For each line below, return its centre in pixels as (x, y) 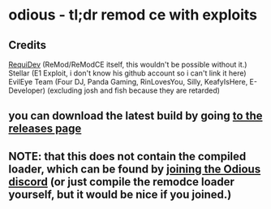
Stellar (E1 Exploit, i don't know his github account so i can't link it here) (127, 73)
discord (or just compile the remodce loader (122, 182)
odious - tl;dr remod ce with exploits (133, 15)
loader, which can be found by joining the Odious (135, 169)
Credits (28, 45)
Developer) (27, 90)
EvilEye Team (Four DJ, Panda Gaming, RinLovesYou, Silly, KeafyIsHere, (128, 82)
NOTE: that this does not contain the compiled (127, 156)
